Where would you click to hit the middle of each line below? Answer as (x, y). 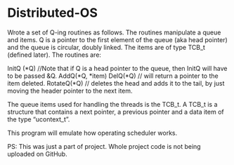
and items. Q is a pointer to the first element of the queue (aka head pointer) (118, 39)
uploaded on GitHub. (38, 154)
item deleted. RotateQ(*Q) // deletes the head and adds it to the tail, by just (116, 83)
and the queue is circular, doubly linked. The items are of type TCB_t (106, 47)
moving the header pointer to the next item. (70, 91)
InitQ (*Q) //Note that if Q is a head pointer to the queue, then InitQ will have (117, 68)
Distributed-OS (53, 13)
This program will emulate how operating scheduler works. (92, 133)
